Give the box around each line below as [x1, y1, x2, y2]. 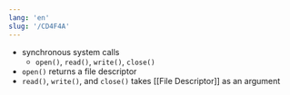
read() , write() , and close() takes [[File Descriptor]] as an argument [21, 75, 281, 86]
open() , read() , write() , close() [35, 56, 155, 67]
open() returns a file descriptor [21, 65, 137, 77]
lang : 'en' [8, 13, 50, 23]
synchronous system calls [21, 46, 120, 57]
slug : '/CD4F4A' [8, 22, 70, 31]
